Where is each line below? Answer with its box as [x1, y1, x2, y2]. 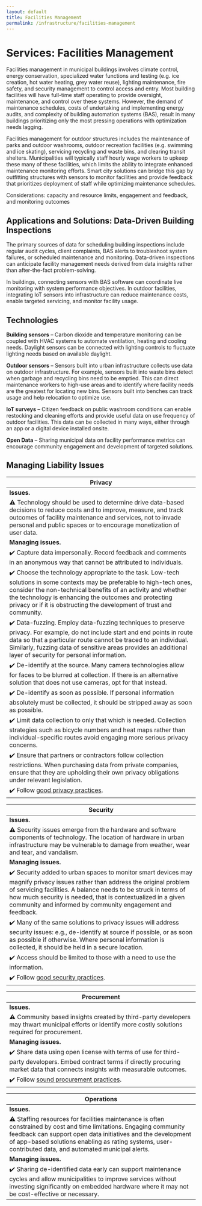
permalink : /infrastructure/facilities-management [6, 20, 136, 26]
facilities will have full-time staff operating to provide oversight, [6, 92, 163, 99]
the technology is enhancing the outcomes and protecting [9, 593, 173, 601]
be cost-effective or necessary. [9, 1190, 99, 1198]
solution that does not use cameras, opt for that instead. [9, 678, 167, 686]
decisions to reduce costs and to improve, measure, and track [9, 506, 183, 514]
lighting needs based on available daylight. [6, 350, 112, 357]
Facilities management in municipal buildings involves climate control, [6, 66, 179, 73]
